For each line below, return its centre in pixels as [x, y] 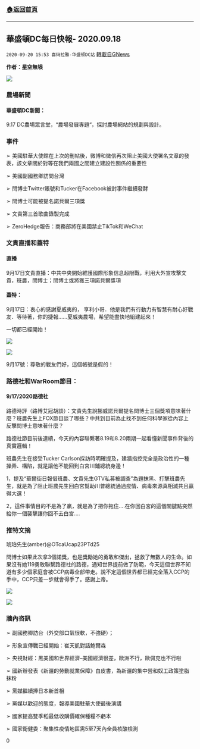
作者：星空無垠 [24, 67]
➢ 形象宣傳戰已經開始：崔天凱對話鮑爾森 [56, 645]
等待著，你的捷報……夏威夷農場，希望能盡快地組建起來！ [86, 316]
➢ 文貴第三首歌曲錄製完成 [38, 214]
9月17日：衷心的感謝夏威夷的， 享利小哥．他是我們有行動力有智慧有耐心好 [97, 309]
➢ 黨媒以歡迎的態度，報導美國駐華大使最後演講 [64, 703]
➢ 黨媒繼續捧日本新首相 [35, 691]
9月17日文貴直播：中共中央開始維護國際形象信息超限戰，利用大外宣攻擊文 [96, 272]
